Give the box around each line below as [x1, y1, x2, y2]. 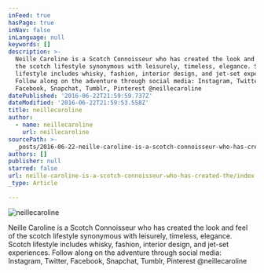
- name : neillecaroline [15, 121, 93, 129]
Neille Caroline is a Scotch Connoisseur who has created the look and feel [8, 223, 248, 232]
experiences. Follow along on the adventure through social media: [8, 248, 222, 257]
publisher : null [8, 158, 61, 166]
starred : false [8, 165, 58, 173]
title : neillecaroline [8, 107, 82, 115]
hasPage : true [8, 19, 55, 27]
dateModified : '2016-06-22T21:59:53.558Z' [8, 99, 149, 107]
